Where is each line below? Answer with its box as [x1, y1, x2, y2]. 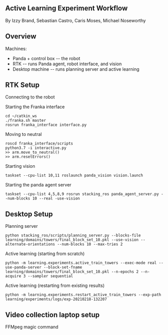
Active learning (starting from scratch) [5, 251, 85, 257]
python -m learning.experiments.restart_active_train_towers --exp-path [5, 293, 161, 298]
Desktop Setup [5, 210, 53, 218]
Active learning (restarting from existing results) [5, 282, 105, 289]
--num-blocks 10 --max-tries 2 [57, 242, 123, 247]
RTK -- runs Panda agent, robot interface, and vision [12, 61, 122, 67]
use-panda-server [5, 265, 42, 270]
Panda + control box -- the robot [12, 55, 81, 61]
